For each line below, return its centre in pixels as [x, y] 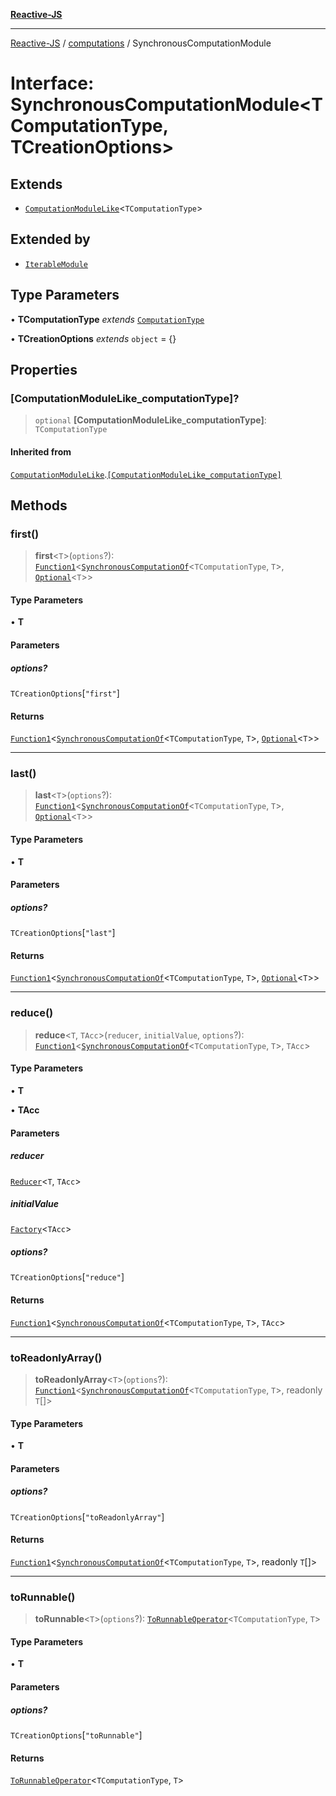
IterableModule [56, 264]
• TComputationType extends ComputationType [107, 319]
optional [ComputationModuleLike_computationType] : [150, 420]
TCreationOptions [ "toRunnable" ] [76, 1735]
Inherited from [41, 451]
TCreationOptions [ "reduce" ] [67, 1277]
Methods [39, 505]
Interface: [52, 83]
